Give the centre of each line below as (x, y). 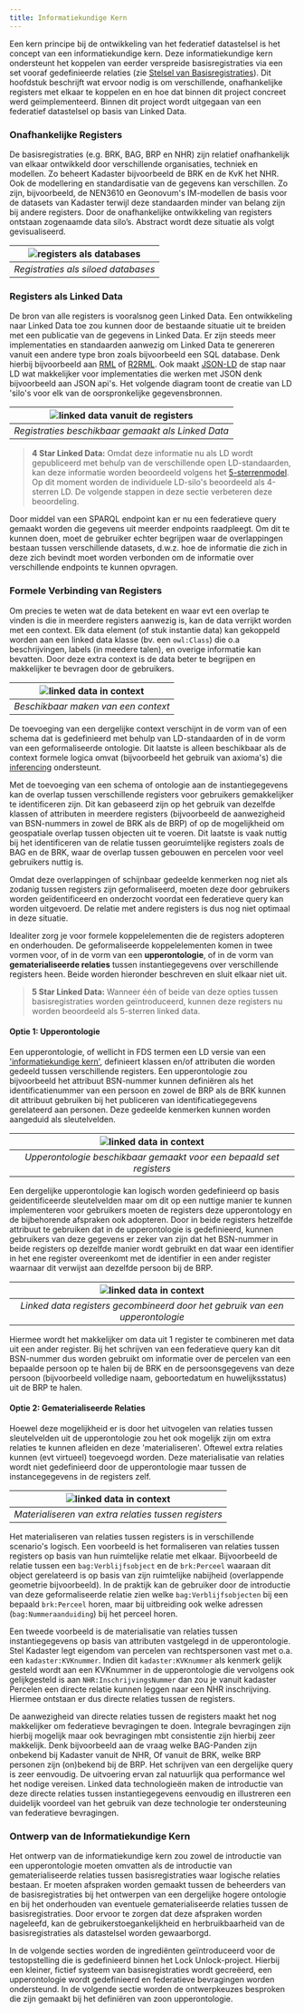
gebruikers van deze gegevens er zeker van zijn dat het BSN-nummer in (144, 1238)
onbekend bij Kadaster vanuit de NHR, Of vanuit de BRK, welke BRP (135, 1754)
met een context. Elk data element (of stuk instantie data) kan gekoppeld (145, 630)
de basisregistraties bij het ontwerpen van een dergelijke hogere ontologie (148, 1895)
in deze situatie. (39, 918)
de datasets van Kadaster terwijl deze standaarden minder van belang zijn (147, 202)
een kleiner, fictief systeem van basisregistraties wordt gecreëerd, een (141, 1970)
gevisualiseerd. (38, 231)
